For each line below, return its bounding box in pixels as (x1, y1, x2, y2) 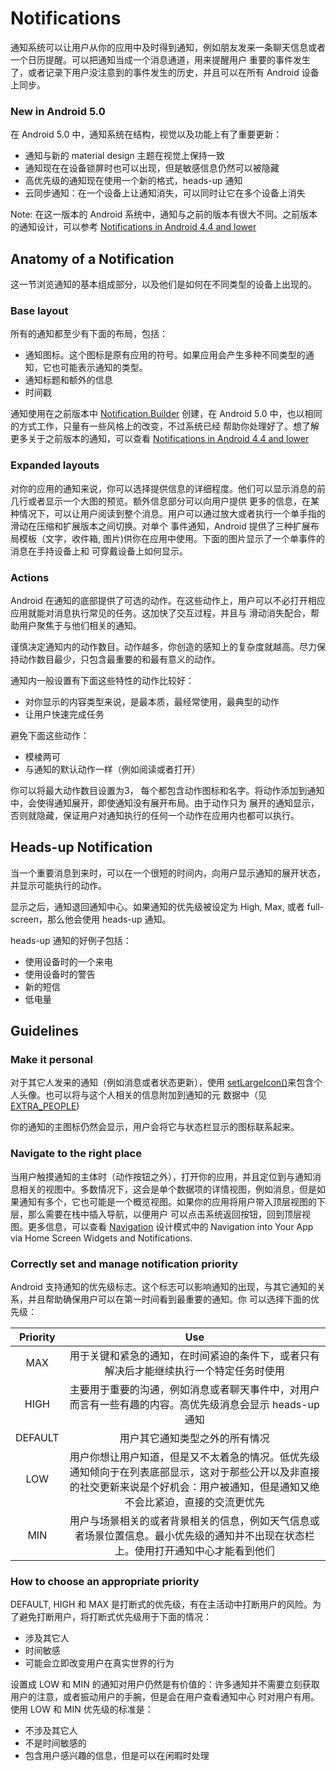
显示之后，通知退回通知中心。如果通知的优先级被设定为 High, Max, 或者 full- (10, 900, 325, 912)
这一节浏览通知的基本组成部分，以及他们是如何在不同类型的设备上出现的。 (10, 278, 317, 291)
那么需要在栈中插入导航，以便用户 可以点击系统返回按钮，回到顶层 (27, 1208, 302, 1220)
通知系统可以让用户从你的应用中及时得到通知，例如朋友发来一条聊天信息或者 (10, 41, 326, 53)
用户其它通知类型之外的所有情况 (119, 1432, 270, 1446)
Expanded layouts (10, 458, 100, 472)
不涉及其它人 (24, 1725, 78, 1737)
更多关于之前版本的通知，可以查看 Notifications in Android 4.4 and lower (10, 433, 310, 445)
